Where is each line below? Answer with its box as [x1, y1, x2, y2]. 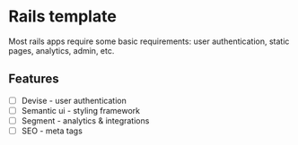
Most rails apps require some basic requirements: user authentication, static [8, 36, 290, 47]
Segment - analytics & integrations [21, 115, 150, 126]
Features [8, 72, 59, 87]
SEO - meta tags [21, 125, 83, 136]
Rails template [8, 6, 118, 27]
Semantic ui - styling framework [21, 105, 141, 115]
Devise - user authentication [21, 95, 127, 106]
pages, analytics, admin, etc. [8, 45, 115, 55]
